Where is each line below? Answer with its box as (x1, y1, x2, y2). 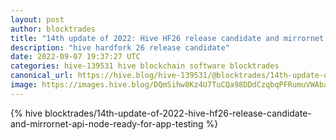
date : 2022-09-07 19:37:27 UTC (10, 52, 141, 62)
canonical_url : (10, 71, 74, 81)
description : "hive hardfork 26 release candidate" (10, 42, 230, 53)
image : (10, 80, 38, 90)
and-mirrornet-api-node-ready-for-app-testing (10, 117, 204, 130)
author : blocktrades (10, 24, 97, 34)
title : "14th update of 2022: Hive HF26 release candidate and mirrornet (10, 33, 325, 43)
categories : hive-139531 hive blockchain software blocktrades (10, 61, 280, 71)
